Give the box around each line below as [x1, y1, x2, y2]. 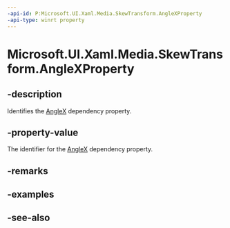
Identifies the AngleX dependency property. [7, 106, 132, 115]
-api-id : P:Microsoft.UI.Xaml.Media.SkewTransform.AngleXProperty [7, 10, 202, 17]
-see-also [7, 212, 50, 224]
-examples [7, 189, 55, 200]
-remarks [7, 165, 48, 177]
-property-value [7, 126, 79, 138]
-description [7, 88, 62, 100]
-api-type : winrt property [7, 17, 85, 23]
